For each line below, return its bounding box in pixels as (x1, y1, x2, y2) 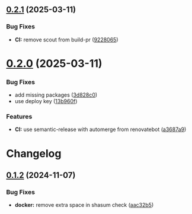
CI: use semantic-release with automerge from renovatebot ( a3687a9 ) (14, 126, 187, 133)
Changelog (6, 146, 62, 160)
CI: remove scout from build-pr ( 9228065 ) (14, 36, 119, 43)
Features (6, 113, 33, 121)
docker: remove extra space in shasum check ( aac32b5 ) (14, 202, 154, 209)
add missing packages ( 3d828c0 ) (14, 91, 98, 98)
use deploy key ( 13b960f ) (14, 98, 78, 105)
